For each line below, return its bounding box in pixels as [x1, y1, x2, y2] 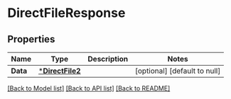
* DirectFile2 [38, 66, 81, 76]
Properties [7, 33, 55, 45]
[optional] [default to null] [134, 66, 221, 76]
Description [87, 54, 129, 64]
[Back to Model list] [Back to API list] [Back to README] [7, 84, 171, 93]
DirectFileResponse [7, 5, 126, 21]
